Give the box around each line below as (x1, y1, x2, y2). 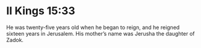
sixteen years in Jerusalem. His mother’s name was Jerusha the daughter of (6, 30, 195, 37)
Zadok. (6, 36, 24, 43)
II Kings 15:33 (6, 4, 75, 18)
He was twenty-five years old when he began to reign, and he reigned (6, 24, 180, 31)
